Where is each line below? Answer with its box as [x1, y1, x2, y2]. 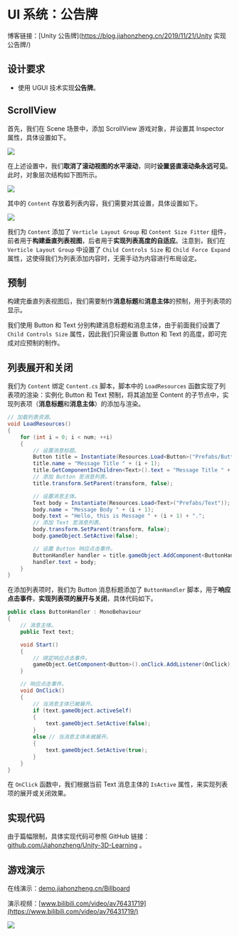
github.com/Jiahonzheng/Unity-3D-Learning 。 [7, 841, 146, 850]
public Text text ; [20, 628, 75, 635]
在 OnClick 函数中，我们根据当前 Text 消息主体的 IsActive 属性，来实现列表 [7, 780, 228, 789]
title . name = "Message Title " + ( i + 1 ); [33, 460, 161, 467]
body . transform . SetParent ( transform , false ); [33, 526, 171, 533]
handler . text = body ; [33, 558, 97, 565]
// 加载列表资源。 [7, 414, 55, 421]
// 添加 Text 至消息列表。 [33, 519, 105, 526]
